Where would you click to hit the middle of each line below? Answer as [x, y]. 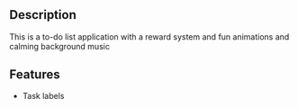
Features [35, 74]
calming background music [60, 46]
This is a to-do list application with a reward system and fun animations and [149, 36]
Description [43, 15]
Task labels [43, 96]
